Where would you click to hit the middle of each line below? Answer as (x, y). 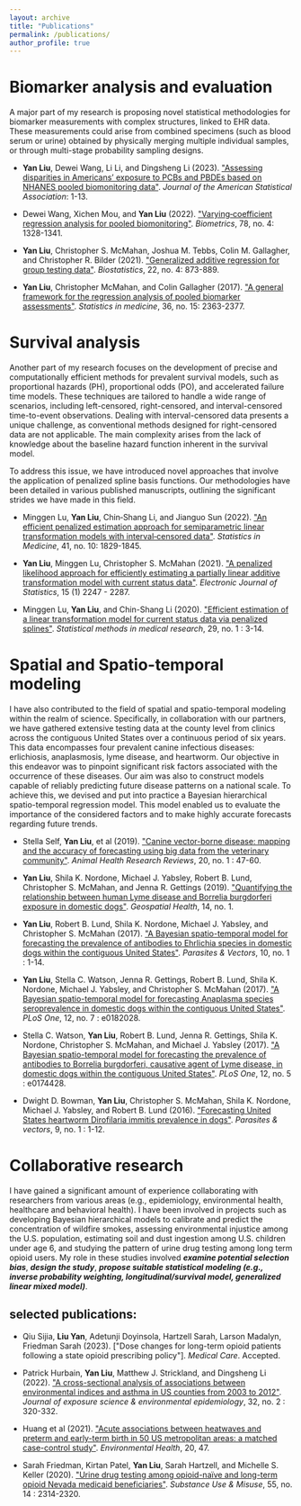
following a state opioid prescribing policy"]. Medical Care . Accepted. (151, 1355)
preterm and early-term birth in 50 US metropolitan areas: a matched (150, 1438)
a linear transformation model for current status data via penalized (145, 619)
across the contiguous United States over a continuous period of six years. (147, 738)
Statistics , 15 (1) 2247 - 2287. (76, 592)
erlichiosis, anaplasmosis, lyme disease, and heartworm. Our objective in (145, 757)
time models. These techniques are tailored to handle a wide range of (138, 396)
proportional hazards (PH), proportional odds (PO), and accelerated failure (147, 387)
